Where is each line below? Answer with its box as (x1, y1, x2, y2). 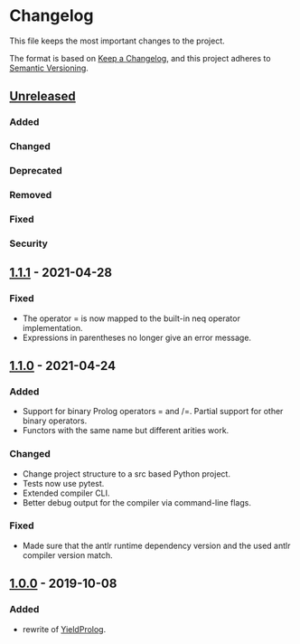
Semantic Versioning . (9, 62, 89, 73)
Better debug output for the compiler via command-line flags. (22, 497, 251, 507)
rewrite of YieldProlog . (22, 623, 107, 634)
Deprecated (9, 165, 63, 177)
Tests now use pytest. (22, 478, 105, 488)
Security (9, 237, 48, 250)
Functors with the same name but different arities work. (22, 425, 230, 436)
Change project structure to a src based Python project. (22, 468, 230, 479)
